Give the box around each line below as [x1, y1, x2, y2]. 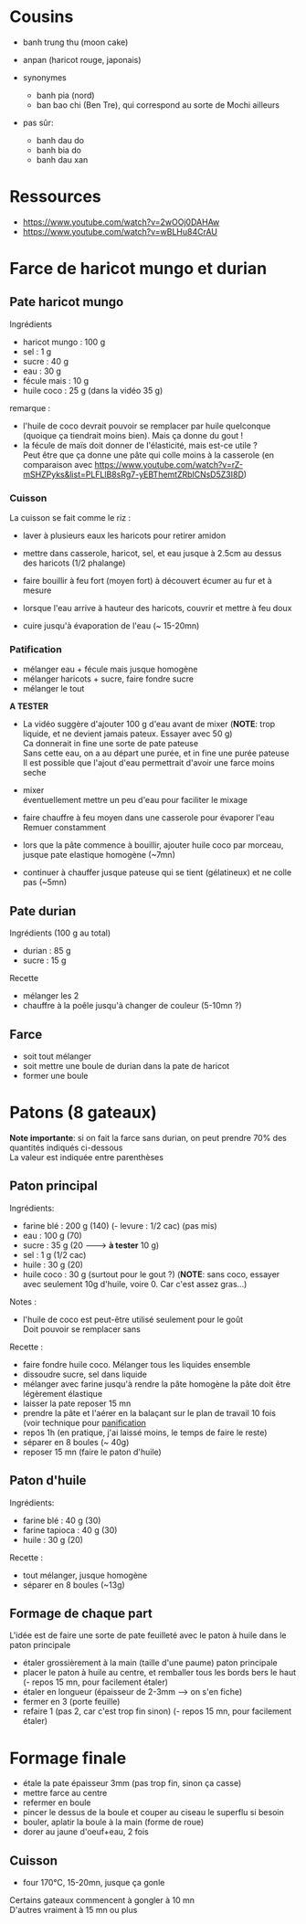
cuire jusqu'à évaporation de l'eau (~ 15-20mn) [22, 620, 200, 631]
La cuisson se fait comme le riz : [9, 513, 131, 523]
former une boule [22, 1071, 89, 1082]
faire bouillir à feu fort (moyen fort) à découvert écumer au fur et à [22, 576, 272, 587]
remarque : [9, 402, 51, 413]
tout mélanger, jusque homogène [22, 1570, 148, 1580]
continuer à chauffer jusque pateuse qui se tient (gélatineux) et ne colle [22, 867, 292, 878]
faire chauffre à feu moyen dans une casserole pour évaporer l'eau [22, 812, 275, 823]
